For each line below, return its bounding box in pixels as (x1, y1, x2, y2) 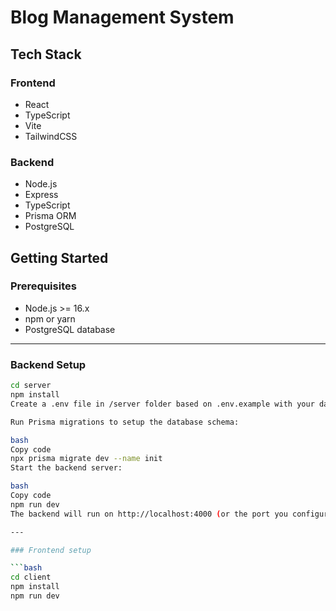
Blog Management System (10, 6, 235, 29)
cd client (10, 572, 52, 583)
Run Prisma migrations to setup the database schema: (10, 417, 240, 427)
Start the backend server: (10, 463, 123, 473)
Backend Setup (10, 357, 87, 371)
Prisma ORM (24, 210, 77, 222)
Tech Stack (10, 46, 82, 63)
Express (24, 189, 59, 201)
